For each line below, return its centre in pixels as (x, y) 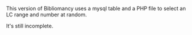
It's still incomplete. (30, 26)
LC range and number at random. (47, 15)
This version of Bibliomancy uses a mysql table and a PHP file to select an (96, 8)
